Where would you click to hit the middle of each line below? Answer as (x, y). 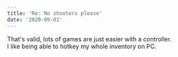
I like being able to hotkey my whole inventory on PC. (82, 46)
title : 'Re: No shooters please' (55, 13)
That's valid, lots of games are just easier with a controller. (89, 39)
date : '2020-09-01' (35, 20)
